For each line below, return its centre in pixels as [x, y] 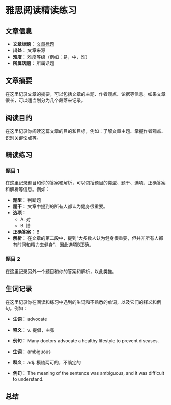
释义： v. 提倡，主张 [34, 330]
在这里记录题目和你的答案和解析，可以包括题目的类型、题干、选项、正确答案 [85, 183]
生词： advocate [30, 319]
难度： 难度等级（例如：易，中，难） [51, 57]
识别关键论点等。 [23, 138]
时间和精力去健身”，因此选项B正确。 [55, 245]
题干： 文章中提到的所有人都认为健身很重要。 [60, 206]
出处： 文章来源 [29, 50]
